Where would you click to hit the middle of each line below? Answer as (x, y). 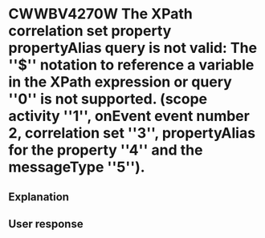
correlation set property (90, 31)
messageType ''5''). (77, 167)
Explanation (39, 197)
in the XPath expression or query (120, 82)
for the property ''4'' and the (106, 150)
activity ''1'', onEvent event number (129, 116)
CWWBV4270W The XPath (100, 14)
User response (46, 224)
